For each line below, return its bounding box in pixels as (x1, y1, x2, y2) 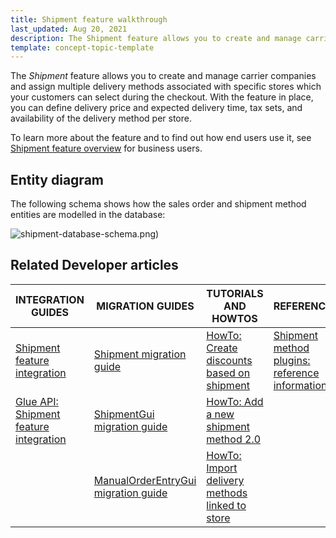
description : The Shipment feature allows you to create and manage (10, 33, 302, 43)
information (273, 378, 328, 392)
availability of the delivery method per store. (10, 112, 192, 125)
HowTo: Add (206, 394, 264, 408)
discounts (206, 353, 253, 367)
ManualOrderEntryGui (93, 473, 197, 487)
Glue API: (15, 394, 59, 408)
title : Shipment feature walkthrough (10, 14, 168, 25)
